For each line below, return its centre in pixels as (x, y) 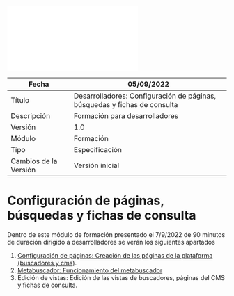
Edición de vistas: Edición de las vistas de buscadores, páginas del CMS (121, 277)
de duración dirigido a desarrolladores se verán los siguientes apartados (111, 242)
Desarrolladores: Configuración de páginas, (145, 96)
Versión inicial (96, 165)
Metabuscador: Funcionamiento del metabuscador (90, 270)
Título (20, 100)
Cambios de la (34, 161)
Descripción (31, 116)
